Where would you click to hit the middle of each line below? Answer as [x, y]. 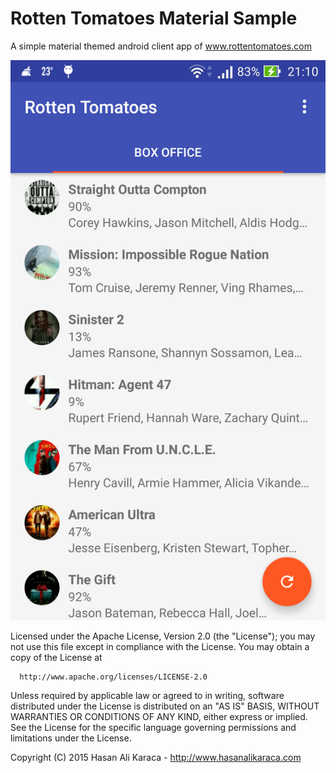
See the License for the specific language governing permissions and [153, 727]
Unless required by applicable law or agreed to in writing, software [147, 695]
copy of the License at [56, 657]
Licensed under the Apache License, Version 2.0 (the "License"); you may [163, 636]
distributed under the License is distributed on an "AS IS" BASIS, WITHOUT [165, 706]
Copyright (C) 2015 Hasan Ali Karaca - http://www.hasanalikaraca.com [156, 757]
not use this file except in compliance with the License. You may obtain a [160, 646]
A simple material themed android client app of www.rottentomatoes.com [161, 46]
